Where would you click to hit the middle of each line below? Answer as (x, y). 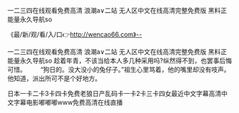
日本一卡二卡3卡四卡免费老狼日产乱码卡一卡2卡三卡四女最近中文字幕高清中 (118, 93)
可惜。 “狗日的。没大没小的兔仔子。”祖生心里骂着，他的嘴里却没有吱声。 (119, 69)
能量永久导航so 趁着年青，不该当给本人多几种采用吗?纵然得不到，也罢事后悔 (119, 60)
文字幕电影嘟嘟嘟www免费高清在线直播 (65, 102)
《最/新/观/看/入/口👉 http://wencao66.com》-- (75, 34)
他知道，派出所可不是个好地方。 (54, 78)
